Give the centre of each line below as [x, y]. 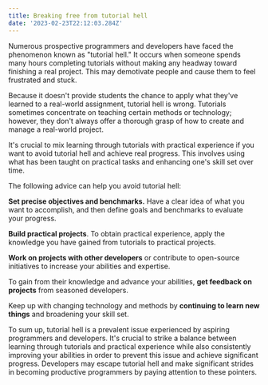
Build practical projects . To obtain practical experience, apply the [117, 233]
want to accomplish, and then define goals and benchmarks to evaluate [126, 209]
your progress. [33, 218]
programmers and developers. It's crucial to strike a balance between [122, 338]
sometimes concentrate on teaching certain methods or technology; [120, 112]
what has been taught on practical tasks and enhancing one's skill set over [131, 161]
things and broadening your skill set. [69, 314]
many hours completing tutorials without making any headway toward [123, 63]
